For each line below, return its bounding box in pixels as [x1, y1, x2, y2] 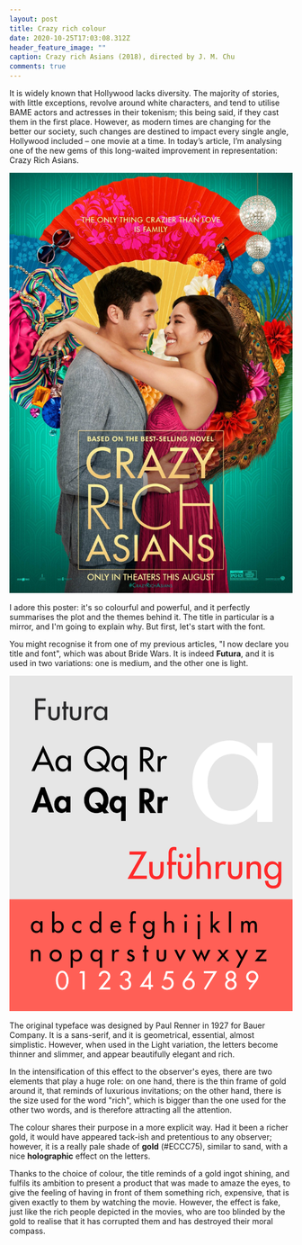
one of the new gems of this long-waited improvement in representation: [9, 145, 279, 156]
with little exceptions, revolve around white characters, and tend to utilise [9, 97, 280, 108]
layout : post [9, 14, 58, 23]
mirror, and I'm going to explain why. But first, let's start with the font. [9, 621, 266, 632]
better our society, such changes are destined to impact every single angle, [9, 126, 289, 137]
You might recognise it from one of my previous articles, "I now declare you [9, 638, 289, 649]
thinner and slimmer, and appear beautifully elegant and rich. [9, 1049, 235, 1060]
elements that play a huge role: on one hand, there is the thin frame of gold [9, 1076, 287, 1087]
